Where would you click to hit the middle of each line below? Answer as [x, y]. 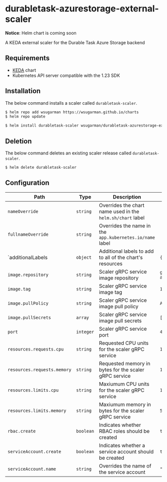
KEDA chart [24, 70]
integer [85, 332]
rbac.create [22, 431]
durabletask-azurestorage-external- [82, 9]
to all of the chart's [121, 257]
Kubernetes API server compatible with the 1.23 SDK [66, 75]
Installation [23, 91]
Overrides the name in [125, 225]
